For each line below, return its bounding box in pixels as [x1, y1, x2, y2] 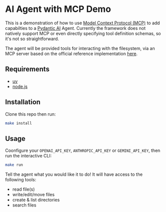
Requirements [5, 65, 50, 73]
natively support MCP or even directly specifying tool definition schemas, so [5, 30, 161, 36]
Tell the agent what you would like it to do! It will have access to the [5, 171, 143, 177]
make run [5, 162, 23, 167]
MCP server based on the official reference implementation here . [5, 51, 138, 57]
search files [12, 202, 37, 208]
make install [5, 121, 32, 126]
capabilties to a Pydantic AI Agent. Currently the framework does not [5, 25, 146, 31]
